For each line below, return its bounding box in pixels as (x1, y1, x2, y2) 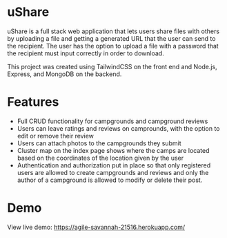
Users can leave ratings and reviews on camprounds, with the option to (17, 124, 220, 132)
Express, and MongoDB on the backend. (7, 70, 122, 78)
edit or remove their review (17, 131, 95, 140)
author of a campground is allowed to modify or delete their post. (17, 176, 203, 184)
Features (7, 94, 59, 110)
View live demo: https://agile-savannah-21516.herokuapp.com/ (7, 223, 185, 231)
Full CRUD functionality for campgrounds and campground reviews (17, 117, 208, 125)
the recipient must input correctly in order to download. (7, 49, 164, 57)
